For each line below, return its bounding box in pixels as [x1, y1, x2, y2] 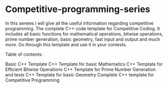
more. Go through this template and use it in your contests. [5, 41, 127, 47]
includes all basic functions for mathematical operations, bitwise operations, [5, 31, 163, 37]
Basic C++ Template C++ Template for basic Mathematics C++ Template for [5, 61, 163, 67]
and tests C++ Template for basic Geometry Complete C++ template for [5, 71, 154, 77]
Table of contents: [5, 51, 43, 57]
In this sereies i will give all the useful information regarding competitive [5, 20, 154, 26]
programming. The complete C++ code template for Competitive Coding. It [5, 25, 160, 31]
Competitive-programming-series [5, 4, 150, 15]
